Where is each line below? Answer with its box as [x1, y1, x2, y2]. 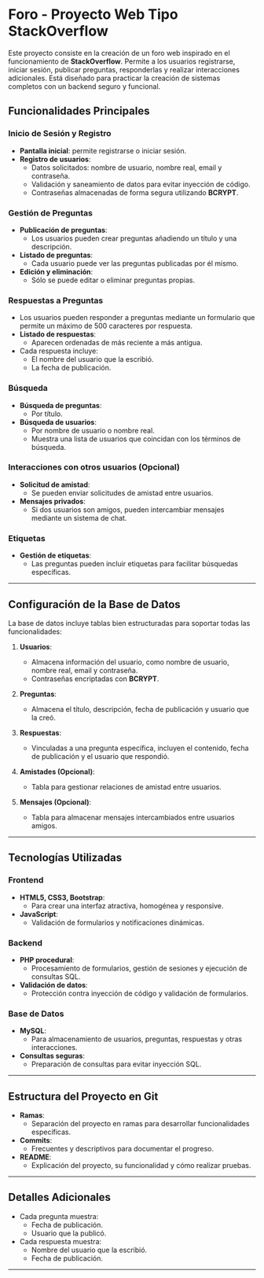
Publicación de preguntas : [19, 225, 108, 234]
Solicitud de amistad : [19, 480, 90, 489]
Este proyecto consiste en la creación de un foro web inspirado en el [8, 48, 230, 57]
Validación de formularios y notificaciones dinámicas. [31, 918, 204, 927]
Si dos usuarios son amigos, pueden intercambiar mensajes [31, 505, 225, 514]
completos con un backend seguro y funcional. [8, 81, 161, 91]
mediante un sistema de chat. [31, 513, 127, 522]
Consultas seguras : [19, 1051, 85, 1061]
